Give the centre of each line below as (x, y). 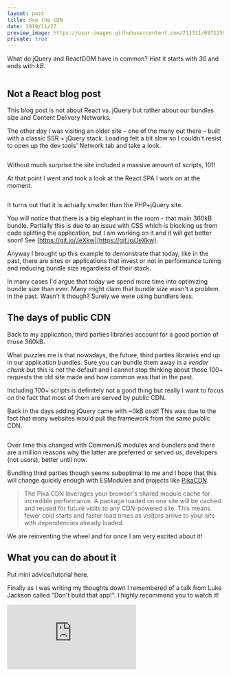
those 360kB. (26, 341)
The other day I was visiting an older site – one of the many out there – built (114, 131)
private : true (27, 39)
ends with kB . (26, 66)
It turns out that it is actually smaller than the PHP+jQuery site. (95, 204)
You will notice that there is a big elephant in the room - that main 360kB (109, 218)
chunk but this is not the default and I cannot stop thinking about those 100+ (115, 370)
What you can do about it (62, 558)
